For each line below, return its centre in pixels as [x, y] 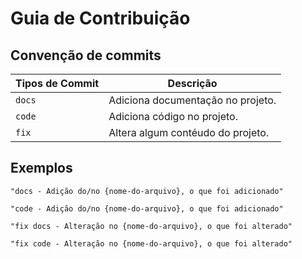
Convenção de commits [86, 55]
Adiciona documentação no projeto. [192, 100]
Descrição [192, 83]
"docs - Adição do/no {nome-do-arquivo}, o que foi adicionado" [147, 191]
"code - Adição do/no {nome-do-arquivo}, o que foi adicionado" [147, 208]
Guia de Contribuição [100, 18]
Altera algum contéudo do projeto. [189, 132]
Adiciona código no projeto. [173, 116]
